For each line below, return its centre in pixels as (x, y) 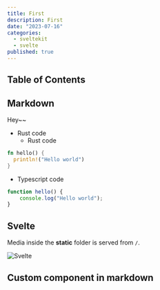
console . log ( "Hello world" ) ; (61, 198)
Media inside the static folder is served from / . (73, 242)
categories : (24, 33)
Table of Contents (47, 80)
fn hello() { (26, 153)
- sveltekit (31, 39)
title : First (26, 13)
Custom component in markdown (80, 277)
